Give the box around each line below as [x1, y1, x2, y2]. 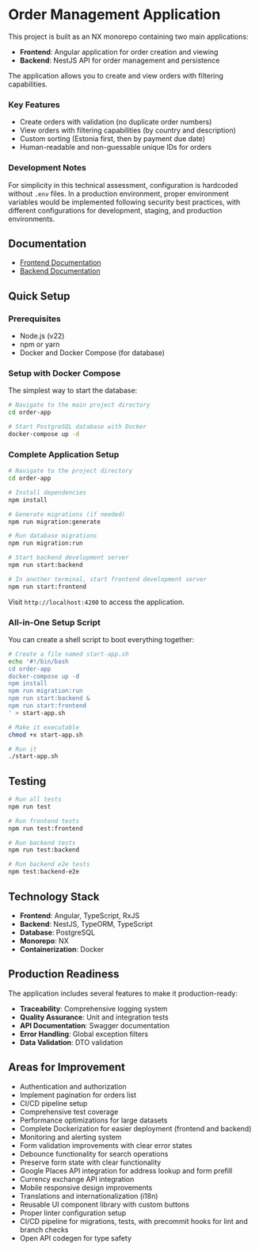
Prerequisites [8, 313, 61, 324]
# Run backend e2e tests [8, 860, 90, 869]
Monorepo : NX [19, 935, 69, 945]
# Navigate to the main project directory [8, 401, 150, 409]
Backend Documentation [19, 266, 101, 276]
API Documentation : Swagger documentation [19, 1020, 170, 1030]
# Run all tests [8, 795, 62, 804]
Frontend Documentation [19, 258, 101, 267]
